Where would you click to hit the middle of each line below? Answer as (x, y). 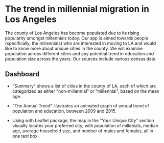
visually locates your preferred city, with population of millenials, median (85, 125)
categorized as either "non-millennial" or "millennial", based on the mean (86, 91)
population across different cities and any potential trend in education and (80, 53)
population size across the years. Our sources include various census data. (81, 59)
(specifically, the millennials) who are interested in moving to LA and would (81, 43)
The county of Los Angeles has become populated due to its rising (72, 33)
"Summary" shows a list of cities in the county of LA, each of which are (84, 86)
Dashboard (22, 74)
